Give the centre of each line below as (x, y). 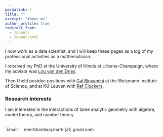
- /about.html (24, 37)
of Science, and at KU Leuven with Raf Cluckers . (55, 86)
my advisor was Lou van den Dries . (41, 71)
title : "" (15, 14)
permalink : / (19, 10)
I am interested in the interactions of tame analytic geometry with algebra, (80, 109)
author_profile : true (27, 23)
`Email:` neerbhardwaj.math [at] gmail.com (50, 130)
